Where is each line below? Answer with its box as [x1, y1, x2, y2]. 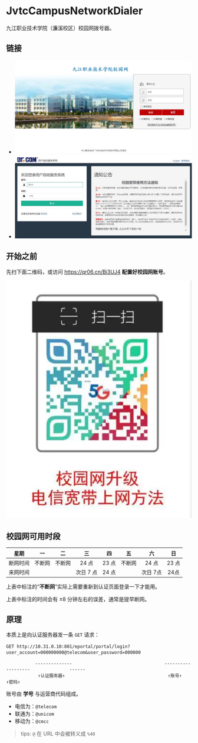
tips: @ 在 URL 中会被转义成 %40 [20, 730, 95, 737]
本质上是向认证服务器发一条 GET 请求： [6, 631, 100, 638]
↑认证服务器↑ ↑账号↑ [37, 673, 182, 679]
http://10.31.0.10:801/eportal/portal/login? [16, 644, 131, 650]
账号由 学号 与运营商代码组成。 [6, 690, 81, 697]
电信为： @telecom [14, 703, 57, 710]
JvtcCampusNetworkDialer [6, 4, 143, 18]
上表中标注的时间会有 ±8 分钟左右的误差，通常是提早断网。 [6, 595, 150, 602]
